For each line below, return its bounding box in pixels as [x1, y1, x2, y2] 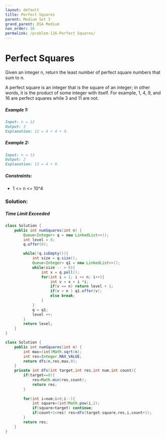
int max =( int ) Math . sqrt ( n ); [23, 349, 82, 354]
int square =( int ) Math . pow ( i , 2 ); [32, 401, 100, 406]
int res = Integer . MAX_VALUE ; [23, 354, 82, 359]
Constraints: [5, 173, 32, 179]
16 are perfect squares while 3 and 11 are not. [5, 95, 99, 101]
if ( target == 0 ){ [23, 373, 55, 378]
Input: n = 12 [5, 119, 35, 124]
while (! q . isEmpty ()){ [23, 251, 69, 256]
